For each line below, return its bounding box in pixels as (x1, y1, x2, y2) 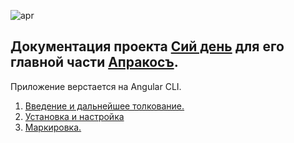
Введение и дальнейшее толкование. (24, 100, 185, 112)
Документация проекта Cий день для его (10, 38, 285, 55)
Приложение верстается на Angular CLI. (10, 80, 182, 92)
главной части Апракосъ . (10, 54, 179, 71)
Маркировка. (24, 121, 82, 133)
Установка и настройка (24, 110, 125, 122)
